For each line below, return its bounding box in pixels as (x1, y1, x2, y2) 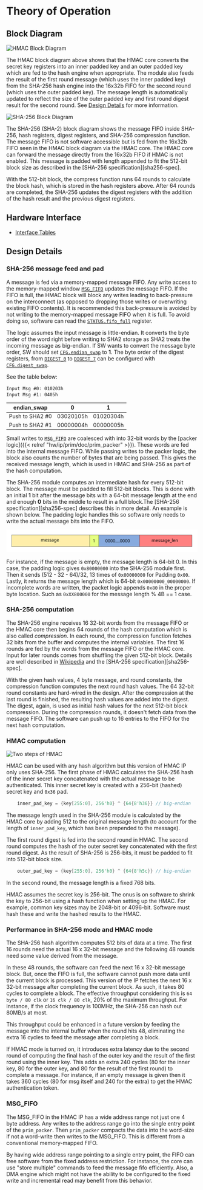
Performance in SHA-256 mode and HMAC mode (6, 925, 153, 934)
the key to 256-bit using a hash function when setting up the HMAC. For (6, 897, 186, 904)
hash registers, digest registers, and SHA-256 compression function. (19, 132, 191, 139)
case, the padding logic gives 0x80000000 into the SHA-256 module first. (6, 564, 186, 572)
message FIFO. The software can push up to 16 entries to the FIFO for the (6, 715, 190, 722)
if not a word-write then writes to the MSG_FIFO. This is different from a (6, 1132, 185, 1140)
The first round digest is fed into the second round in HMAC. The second (6, 836, 188, 844)
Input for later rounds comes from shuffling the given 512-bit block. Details (6, 652, 193, 659)
